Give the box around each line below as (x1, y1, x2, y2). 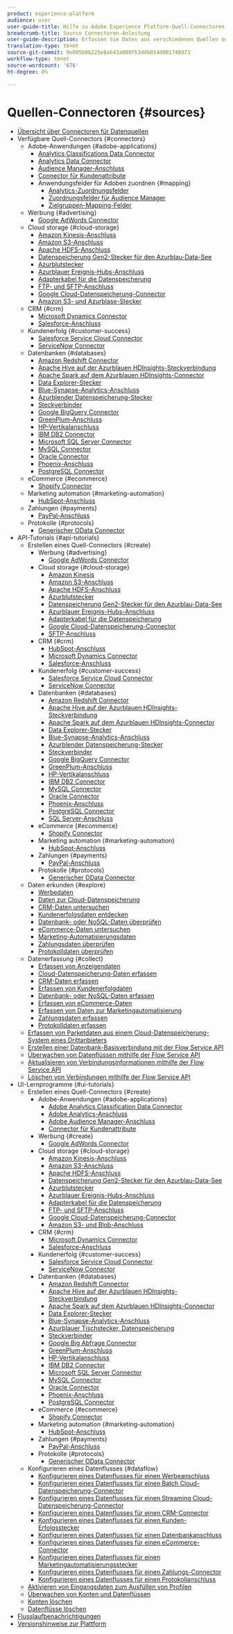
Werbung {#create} (37, 1132, 94, 1140)
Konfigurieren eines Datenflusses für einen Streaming (37, 1494, 192, 1503)
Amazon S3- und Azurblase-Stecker (37, 297, 142, 306)
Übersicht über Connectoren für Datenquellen (17, 127, 149, 136)
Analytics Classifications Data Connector (37, 149, 155, 158)
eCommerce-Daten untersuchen (37, 925, 131, 934)
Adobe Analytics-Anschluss (48, 1110, 128, 1118)
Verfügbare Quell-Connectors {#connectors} (17, 135, 146, 143)
